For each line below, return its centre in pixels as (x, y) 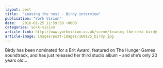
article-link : (19, 32)
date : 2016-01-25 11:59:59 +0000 (41, 23)
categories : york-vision (30, 27)
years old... (16, 60)
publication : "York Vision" (33, 18)
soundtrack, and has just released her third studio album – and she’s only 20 (81, 55)
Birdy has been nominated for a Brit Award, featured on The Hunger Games (80, 50)
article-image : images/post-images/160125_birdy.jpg (59, 37)
